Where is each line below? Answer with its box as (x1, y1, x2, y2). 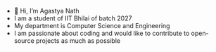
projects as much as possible (35, 37, 121, 45)
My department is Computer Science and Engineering (13, 22, 170, 30)
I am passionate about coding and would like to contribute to (13, 29, 190, 37)
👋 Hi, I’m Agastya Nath (13, 7, 80, 15)
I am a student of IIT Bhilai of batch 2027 (13, 14, 132, 22)
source (13, 37, 35, 45)
